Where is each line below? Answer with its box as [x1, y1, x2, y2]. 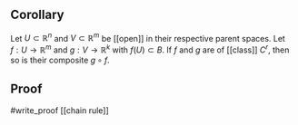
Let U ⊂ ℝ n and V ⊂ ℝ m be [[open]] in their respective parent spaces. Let [10, 31, 285, 43]
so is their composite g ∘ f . [10, 54, 110, 66]
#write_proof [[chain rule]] [10, 104, 110, 116]
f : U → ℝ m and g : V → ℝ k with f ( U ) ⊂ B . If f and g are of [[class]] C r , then [10, 43, 290, 55]
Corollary [10, 7, 65, 23]
